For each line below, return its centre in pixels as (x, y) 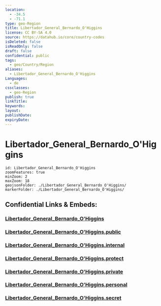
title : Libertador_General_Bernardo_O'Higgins (54, 28)
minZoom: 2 (16, 176)
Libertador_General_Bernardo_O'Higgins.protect (64, 258)
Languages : (16, 78)
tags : (11, 60)
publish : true (20, 97)
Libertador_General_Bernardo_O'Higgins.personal (66, 285)
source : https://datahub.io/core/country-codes (55, 38)
